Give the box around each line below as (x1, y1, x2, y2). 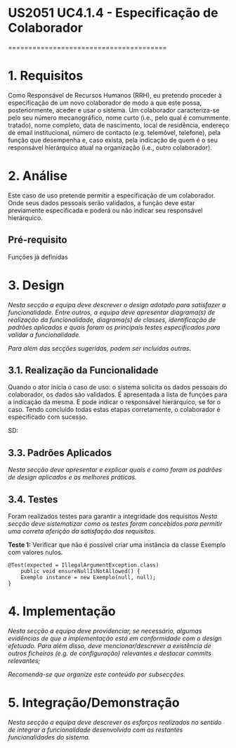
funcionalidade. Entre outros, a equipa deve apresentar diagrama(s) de (8, 308, 216, 316)
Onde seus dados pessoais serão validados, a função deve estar (8, 198, 195, 207)
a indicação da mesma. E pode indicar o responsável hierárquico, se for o (8, 398, 221, 406)
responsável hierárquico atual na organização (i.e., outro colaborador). (8, 143, 213, 152)
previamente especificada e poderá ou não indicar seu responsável (8, 206, 203, 214)
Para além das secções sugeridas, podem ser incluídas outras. (8, 344, 192, 352)
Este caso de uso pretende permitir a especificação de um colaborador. (8, 191, 216, 200)
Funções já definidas (8, 252, 69, 261)
